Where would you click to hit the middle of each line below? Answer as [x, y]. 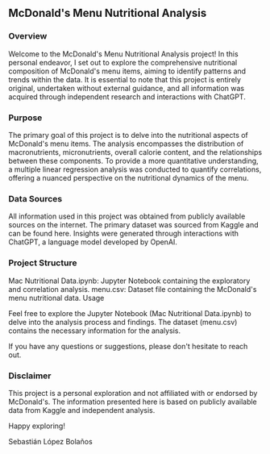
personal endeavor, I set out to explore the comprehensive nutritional [123, 62]
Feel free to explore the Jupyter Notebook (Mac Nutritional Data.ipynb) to [130, 313]
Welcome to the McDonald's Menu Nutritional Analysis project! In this [124, 54]
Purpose [25, 118]
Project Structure [43, 263]
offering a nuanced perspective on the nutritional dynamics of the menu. [129, 177]
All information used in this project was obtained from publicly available [127, 216]
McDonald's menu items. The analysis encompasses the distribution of [126, 144]
